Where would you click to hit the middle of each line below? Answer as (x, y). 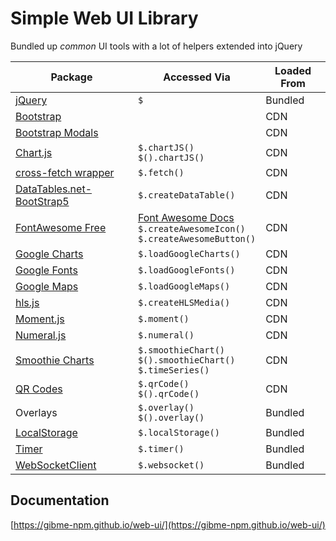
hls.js (27, 302)
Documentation (60, 500)
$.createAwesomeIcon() (191, 228)
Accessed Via (197, 77)
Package (71, 77)
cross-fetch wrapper (65, 172)
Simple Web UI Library (104, 18)
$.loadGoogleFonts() (186, 270)
